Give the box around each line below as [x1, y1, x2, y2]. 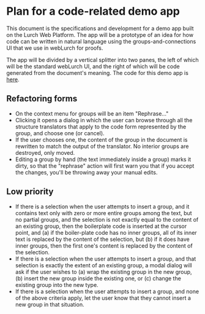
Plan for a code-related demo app [6, 4, 181, 18]
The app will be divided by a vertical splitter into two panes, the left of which [6, 56, 199, 63]
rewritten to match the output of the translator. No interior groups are [15, 143, 189, 150]
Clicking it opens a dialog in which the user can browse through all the [15, 116, 193, 124]
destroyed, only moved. [15, 149, 75, 156]
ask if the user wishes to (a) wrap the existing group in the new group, [15, 268, 192, 275]
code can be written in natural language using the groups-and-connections [6, 37, 196, 45]
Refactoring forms [6, 93, 78, 104]
